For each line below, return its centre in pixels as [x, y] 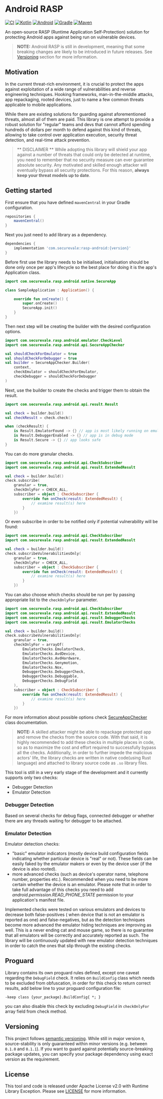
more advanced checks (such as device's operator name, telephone [80, 874]
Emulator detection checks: [32, 844]
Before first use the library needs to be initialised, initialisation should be [77, 262]
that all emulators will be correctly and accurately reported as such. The [77, 935]
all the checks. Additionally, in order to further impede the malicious [84, 753]
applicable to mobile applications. [39, 104]
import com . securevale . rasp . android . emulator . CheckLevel [64, 340]
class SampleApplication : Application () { [50, 290]
